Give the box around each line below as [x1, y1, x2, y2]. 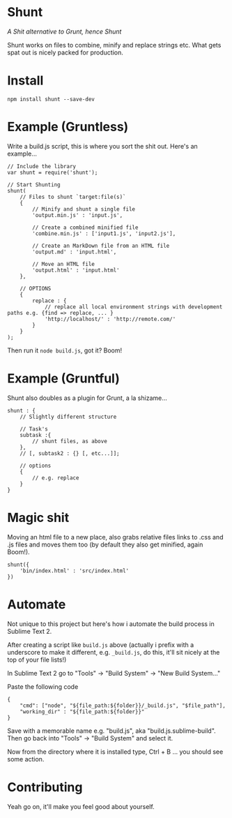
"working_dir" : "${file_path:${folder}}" [20, 708, 145, 715]
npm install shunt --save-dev [7, 96, 95, 103]
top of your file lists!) [7, 655, 67, 664]
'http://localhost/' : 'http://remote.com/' [44, 315, 176, 322]
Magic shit [7, 510, 70, 526]
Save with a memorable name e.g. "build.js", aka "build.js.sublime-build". [7, 727, 216, 735]
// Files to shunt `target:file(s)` [20, 193, 127, 200]
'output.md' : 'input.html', [32, 248, 117, 255]
